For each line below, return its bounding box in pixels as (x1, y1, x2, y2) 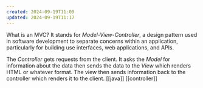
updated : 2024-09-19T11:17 (6, 14, 75, 20)
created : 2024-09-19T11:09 (6, 8, 75, 15)
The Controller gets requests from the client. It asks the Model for (6, 55, 171, 63)
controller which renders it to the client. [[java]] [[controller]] (6, 75, 158, 82)
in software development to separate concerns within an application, (6, 37, 178, 45)
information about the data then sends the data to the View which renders (6, 61, 191, 69)
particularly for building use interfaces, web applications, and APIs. (6, 43, 174, 51)
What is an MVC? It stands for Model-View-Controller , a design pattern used (6, 31, 198, 38)
